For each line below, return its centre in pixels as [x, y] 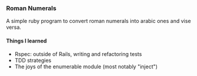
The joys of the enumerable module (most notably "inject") [86, 67]
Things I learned [27, 41]
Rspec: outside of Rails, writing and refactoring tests [78, 54]
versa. [14, 27]
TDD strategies [33, 60]
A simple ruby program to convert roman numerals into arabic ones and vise [98, 21]
